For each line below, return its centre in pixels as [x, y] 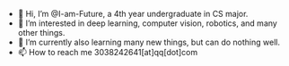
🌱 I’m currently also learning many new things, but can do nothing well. [149, 42]
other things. [41, 33]
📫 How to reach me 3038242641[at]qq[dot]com [108, 52]
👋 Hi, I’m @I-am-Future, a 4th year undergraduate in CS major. [133, 14]
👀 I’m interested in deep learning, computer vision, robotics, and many [148, 23]
